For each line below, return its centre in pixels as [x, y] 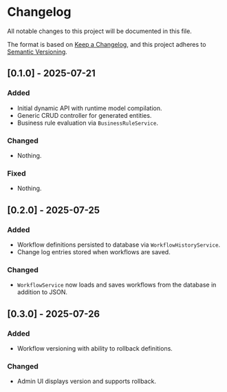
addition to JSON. [42, 292]
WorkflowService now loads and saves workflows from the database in [117, 285]
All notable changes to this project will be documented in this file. [100, 31]
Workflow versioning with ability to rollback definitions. [95, 348]
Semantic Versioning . [37, 52]
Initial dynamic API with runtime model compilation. [89, 108]
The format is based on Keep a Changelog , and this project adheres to [107, 44]
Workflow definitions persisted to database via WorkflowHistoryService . [119, 245]
